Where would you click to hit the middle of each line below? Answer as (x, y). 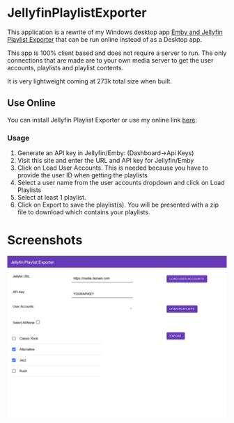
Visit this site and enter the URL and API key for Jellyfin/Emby (106, 161)
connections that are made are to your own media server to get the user (110, 60)
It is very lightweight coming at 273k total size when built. (90, 81)
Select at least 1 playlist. (52, 198)
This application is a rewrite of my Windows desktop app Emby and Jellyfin (115, 32)
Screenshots (45, 240)
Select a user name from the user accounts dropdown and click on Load (121, 183)
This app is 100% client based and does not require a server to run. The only (117, 53)
